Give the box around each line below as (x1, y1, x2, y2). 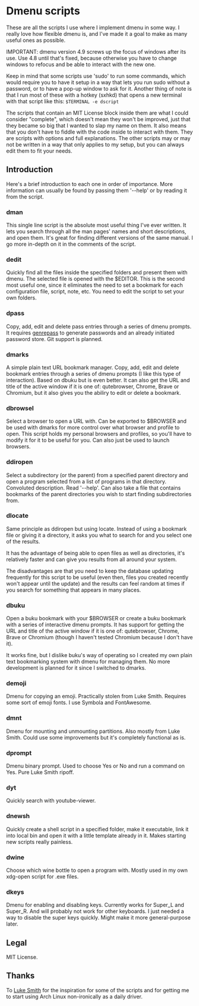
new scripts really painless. (6, 838, 73, 845)
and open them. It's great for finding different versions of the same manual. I (6, 234, 193, 242)
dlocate (6, 512, 29, 520)
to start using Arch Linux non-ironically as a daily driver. (6, 993, 143, 1000)
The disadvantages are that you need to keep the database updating (6, 567, 174, 574)
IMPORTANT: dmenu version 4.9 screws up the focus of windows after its (6, 48, 187, 55)
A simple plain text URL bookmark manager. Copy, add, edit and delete (6, 364, 179, 371)
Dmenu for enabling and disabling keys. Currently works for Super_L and (6, 902, 184, 909)
